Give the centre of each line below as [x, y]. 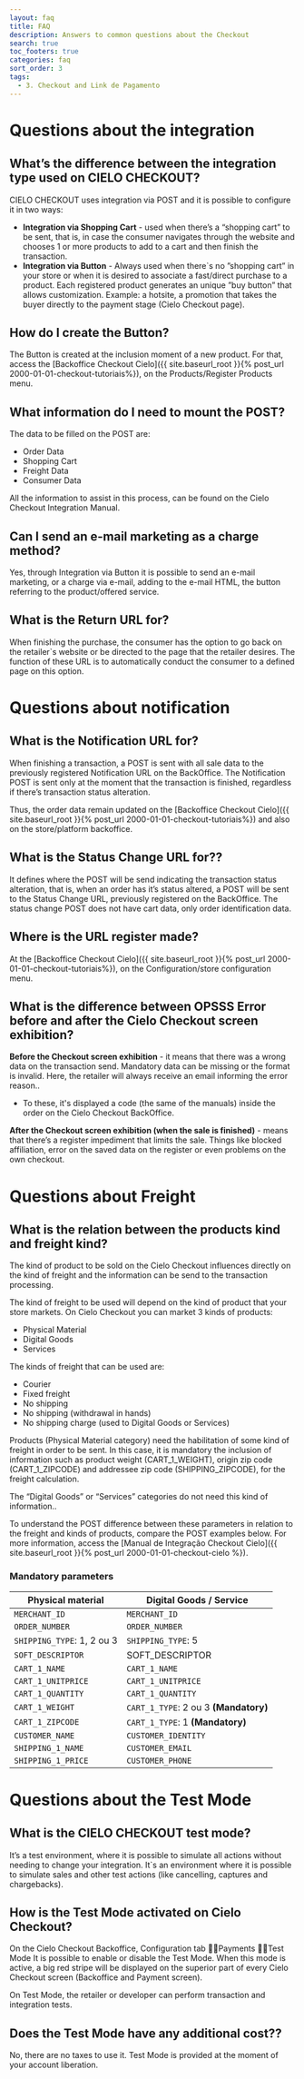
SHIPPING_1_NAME [49, 1748]
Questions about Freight [103, 1196]
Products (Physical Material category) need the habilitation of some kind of [150, 1440]
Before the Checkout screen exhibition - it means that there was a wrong [147, 1057]
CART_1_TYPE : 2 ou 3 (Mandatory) [197, 1707]
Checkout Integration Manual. [65, 508]
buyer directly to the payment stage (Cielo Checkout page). [133, 304]
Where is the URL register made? [104, 937]
